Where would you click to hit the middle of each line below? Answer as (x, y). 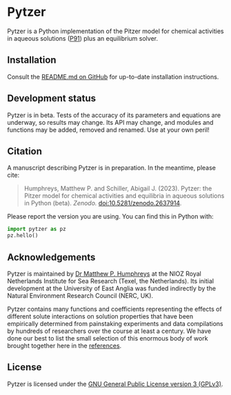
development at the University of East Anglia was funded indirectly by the (111, 288)
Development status (52, 98)
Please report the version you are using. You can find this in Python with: (110, 216)
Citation (25, 151)
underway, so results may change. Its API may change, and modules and (110, 122)
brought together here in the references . (64, 345)
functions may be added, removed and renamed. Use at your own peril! (109, 130)
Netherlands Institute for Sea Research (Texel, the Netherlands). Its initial (111, 281)
